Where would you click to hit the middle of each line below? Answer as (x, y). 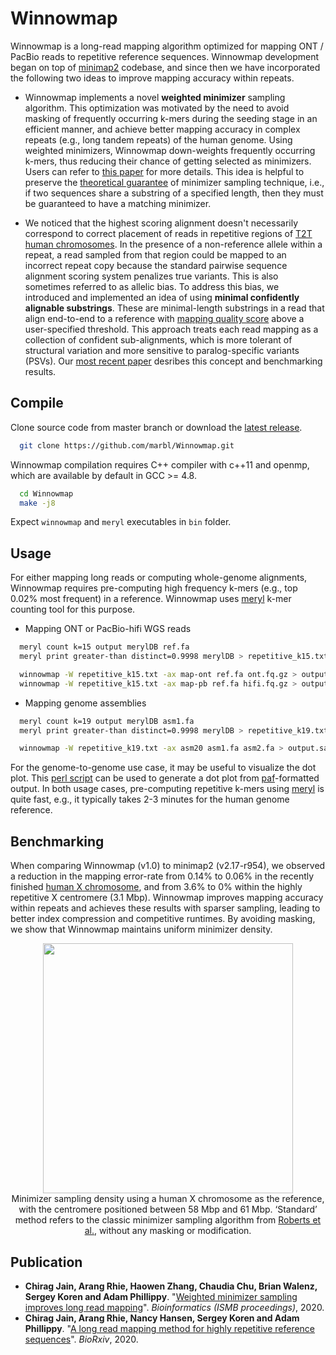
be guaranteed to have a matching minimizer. (118, 203)
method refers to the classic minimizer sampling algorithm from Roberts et (168, 1220)
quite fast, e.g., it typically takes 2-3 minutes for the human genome (150, 799)
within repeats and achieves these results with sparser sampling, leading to (165, 908)
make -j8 (37, 503)
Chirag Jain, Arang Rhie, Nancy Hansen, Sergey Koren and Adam (162, 1318)
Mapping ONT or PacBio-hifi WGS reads (108, 629)
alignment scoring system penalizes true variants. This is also (151, 276)
